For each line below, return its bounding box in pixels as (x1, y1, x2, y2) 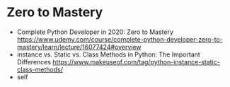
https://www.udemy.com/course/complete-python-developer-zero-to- (16, 35, 224, 43)
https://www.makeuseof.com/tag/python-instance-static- (52, 57, 220, 66)
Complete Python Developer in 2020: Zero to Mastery (16, 28, 174, 36)
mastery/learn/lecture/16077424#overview (16, 42, 142, 51)
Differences (16, 57, 51, 66)
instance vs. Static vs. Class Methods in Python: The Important (16, 50, 201, 59)
